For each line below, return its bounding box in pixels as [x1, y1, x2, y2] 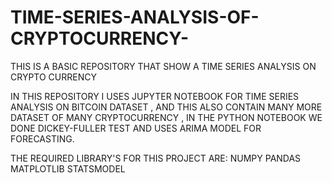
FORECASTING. [10, 132, 75, 145]
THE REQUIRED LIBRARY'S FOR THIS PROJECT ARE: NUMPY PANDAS [10, 152, 302, 164]
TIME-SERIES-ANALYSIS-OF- [10, 6, 260, 29]
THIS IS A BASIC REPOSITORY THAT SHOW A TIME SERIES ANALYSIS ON [10, 60, 317, 72]
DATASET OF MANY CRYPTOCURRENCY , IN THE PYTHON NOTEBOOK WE [10, 111, 323, 123]
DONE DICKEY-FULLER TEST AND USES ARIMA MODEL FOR [10, 122, 262, 134]
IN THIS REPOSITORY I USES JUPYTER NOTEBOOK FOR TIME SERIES [10, 90, 300, 102]
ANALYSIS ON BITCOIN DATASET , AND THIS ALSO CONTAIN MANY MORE [10, 101, 323, 113]
